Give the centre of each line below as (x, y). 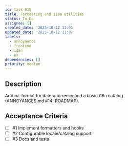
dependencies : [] (23, 60)
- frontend (21, 46)
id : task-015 (18, 10)
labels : (13, 37)
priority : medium (23, 64)
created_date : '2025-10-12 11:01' (40, 28)
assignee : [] (18, 23)
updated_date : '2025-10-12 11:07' (40, 32)
